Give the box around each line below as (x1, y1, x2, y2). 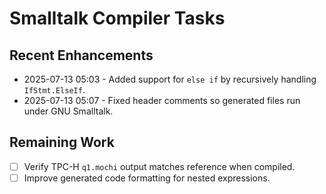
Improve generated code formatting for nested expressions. (23, 172, 271, 184)
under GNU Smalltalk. (23, 105, 114, 117)
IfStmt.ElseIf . (23, 84, 86, 96)
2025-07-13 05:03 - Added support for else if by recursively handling (23, 73, 317, 85)
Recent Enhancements (9, 47, 154, 64)
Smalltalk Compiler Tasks (9, 7, 226, 30)
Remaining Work (9, 134, 115, 151)
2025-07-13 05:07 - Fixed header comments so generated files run (23, 95, 301, 106)
